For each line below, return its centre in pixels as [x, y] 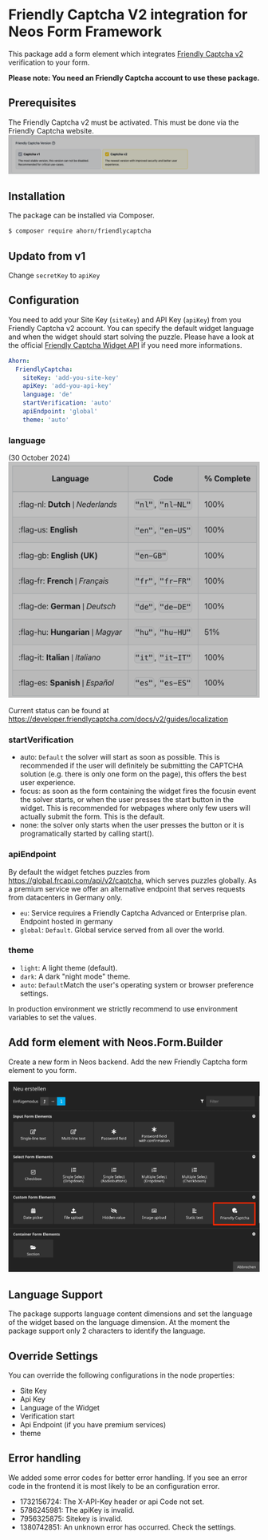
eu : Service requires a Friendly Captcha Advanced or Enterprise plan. [133, 912]
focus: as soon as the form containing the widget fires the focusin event [138, 791]
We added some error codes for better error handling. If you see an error [128, 1478]
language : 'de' [48, 395]
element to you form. [43, 1070]
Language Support [56, 1294]
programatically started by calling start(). [87, 834]
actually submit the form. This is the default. [92, 816]
